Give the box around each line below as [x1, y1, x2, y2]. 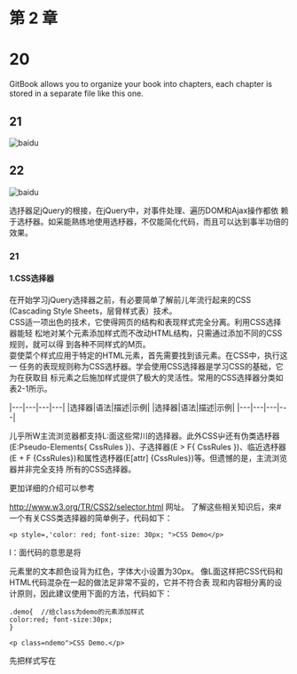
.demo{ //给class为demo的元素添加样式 [9, 607, 145, 616]
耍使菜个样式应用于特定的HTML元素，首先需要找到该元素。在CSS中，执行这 [9, 350, 288, 361]
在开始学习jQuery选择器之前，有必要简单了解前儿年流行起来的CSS [9, 294, 252, 305]
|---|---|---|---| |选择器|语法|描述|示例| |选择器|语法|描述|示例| [9, 401, 235, 413]
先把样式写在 [9, 654, 56, 666]
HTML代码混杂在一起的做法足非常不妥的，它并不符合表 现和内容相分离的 [9, 576, 275, 587]
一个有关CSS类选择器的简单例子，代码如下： [9, 512, 173, 523]
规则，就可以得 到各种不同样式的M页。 [9, 338, 151, 349]
